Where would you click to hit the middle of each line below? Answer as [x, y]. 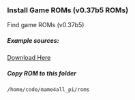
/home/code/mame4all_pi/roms [48, 90]
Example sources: [33, 40]
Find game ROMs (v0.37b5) [46, 25]
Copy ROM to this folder [42, 73]
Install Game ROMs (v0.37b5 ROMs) [68, 10]
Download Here [29, 58]
